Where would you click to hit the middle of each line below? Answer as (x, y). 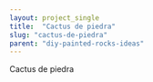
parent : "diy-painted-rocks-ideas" (77, 43)
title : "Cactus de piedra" (63, 26)
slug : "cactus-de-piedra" (58, 35)
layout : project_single (55, 18)
